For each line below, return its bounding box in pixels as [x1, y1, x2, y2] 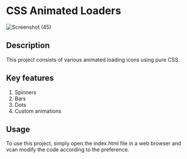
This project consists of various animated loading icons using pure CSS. [6, 56, 180, 63]
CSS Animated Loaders [6, 4, 121, 18]
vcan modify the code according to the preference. [6, 146, 130, 153]
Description [6, 40, 50, 50]
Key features [6, 73, 54, 83]
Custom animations [14, 107, 62, 114]
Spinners [14, 89, 37, 96]
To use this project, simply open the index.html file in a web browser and [6, 140, 182, 147]
